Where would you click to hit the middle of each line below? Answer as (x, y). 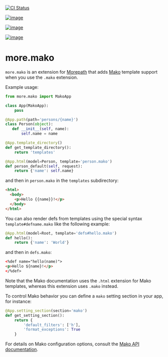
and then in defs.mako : (28, 252)
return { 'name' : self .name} (44, 171)
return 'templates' (35, 152)
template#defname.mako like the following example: (58, 224)
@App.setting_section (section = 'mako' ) (46, 311)
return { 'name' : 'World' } (42, 243)
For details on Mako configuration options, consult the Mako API (72, 344)
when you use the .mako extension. (42, 77)
